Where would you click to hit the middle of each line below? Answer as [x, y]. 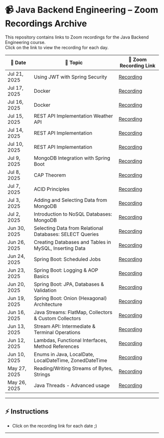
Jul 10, [15, 144]
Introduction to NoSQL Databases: [73, 214]
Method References [57, 346]
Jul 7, [14, 186]
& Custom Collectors [58, 318]
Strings [42, 374]
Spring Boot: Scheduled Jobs [67, 259]
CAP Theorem [50, 175]
